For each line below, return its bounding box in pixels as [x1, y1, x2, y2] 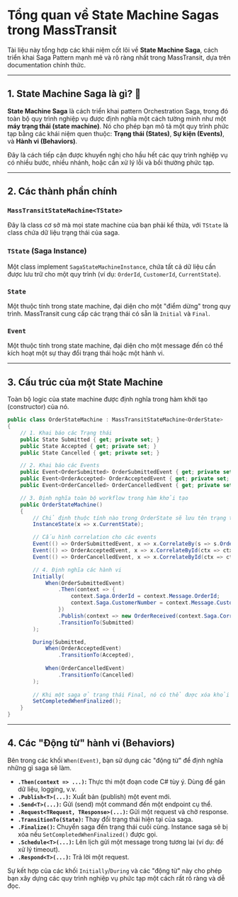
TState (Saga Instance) [7, 246, 87, 256]
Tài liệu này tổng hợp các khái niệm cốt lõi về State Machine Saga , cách [7, 45, 218, 54]
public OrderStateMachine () [20, 501, 103, 508]
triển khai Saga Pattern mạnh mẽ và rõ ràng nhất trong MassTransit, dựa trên [7, 53, 231, 62]
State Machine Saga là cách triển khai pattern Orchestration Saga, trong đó [7, 106, 229, 115]
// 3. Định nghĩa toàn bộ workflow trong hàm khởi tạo [20, 494, 189, 501]
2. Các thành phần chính [7, 185, 118, 198]
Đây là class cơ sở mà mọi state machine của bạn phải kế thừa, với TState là [7, 221, 229, 230]
